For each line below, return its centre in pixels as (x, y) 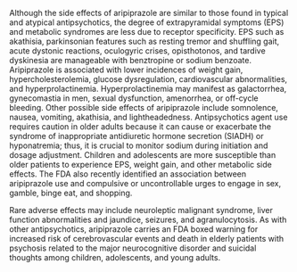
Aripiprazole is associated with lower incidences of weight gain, (126, 70)
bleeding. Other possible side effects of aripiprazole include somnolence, (144, 107)
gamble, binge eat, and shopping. (71, 193)
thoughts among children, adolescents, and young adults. (115, 257)
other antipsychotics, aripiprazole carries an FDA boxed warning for (134, 229)
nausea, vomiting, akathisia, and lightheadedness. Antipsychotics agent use (148, 117)
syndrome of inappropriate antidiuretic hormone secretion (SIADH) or (136, 136)
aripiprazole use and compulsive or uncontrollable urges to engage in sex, (145, 183)
